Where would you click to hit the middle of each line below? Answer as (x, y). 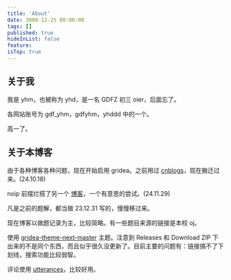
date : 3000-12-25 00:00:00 (46, 20)
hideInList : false (33, 39)
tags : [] (20, 26)
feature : (20, 45)
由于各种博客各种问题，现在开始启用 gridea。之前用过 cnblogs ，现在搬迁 (111, 170)
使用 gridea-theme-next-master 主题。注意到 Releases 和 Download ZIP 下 (113, 237)
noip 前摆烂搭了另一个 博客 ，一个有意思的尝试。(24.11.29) (89, 193)
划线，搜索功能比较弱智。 (43, 255)
